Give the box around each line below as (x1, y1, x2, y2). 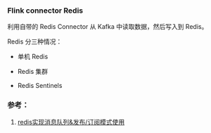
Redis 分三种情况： (7, 37, 63, 46)
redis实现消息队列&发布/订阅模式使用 (17, 118, 125, 126)
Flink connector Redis (7, 6, 84, 15)
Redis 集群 (17, 68, 49, 76)
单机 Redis (17, 52, 49, 61)
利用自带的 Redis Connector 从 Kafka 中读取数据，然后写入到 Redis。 (7, 23, 208, 31)
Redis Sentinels (17, 82, 63, 90)
